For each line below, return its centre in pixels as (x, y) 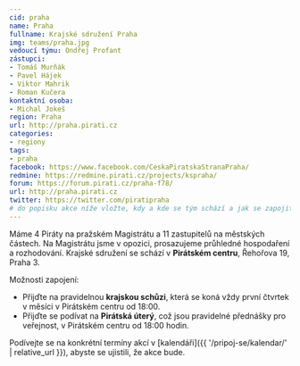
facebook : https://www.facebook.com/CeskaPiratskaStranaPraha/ (129, 167)
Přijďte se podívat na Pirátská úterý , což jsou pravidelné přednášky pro (154, 316)
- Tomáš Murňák (37, 68)
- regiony (28, 142)
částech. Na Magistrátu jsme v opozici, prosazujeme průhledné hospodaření (150, 243)
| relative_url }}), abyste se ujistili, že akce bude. (97, 352)
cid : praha (29, 17)
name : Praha (31, 26)
